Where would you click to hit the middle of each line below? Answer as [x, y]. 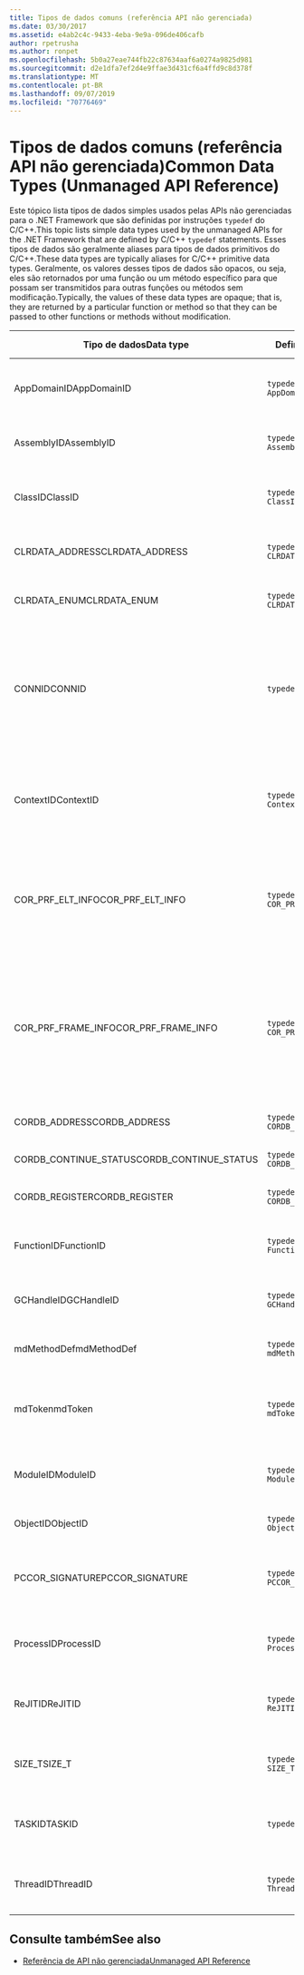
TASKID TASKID [46, 1824]
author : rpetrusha [44, 43]
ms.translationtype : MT [54, 77]
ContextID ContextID [57, 800]
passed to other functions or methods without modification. [120, 317]
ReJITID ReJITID [47, 1704]
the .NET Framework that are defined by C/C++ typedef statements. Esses [148, 240]
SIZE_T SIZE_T [43, 1764]
